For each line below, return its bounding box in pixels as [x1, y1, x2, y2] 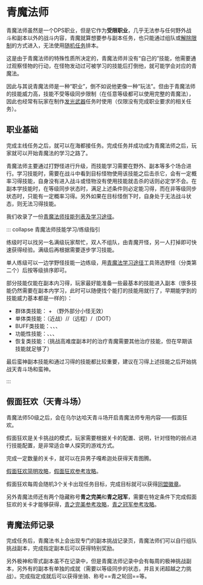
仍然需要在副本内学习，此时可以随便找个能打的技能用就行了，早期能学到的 [11, 286, 197, 294]
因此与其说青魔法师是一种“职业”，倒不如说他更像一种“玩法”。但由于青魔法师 [6, 82, 196, 89]
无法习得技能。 [22, 200, 59, 207]
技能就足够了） [14, 345, 53, 352]
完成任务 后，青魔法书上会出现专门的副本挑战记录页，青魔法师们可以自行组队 [6, 537, 197, 545]
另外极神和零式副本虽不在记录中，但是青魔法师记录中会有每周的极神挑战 [6, 557, 186, 565]
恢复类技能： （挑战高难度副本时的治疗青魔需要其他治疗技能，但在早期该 [14, 337, 193, 344]
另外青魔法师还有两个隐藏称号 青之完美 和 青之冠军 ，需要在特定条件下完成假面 [6, 493, 197, 500]
